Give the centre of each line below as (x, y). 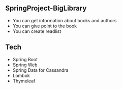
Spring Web (25, 65)
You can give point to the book (45, 26)
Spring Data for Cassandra (40, 70)
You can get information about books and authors (65, 20)
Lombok (21, 75)
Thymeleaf (24, 81)
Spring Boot (25, 59)
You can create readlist (37, 31)
